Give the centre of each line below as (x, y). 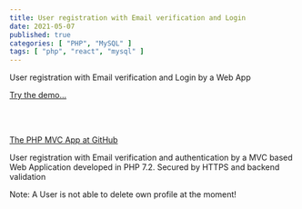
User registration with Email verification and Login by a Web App (131, 77)
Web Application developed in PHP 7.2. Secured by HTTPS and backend (145, 167)
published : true (40, 35)
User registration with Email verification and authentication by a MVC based (151, 158)
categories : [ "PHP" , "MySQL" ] (70, 43)
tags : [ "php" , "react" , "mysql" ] (77, 52)
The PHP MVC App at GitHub (64, 140)
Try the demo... (38, 95)
